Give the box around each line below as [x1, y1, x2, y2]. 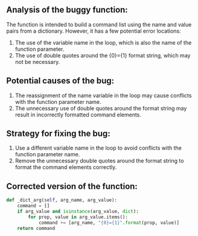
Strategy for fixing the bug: [6, 129, 110, 139]
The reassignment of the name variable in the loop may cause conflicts [14, 92, 192, 99]
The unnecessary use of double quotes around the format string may [14, 104, 187, 112]
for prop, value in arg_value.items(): [28, 214, 129, 220]
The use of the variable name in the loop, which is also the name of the [14, 39, 192, 46]
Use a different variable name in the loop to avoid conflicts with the [14, 144, 182, 151]
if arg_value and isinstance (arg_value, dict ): [17, 208, 139, 214]
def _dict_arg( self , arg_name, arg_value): [6, 197, 118, 203]
